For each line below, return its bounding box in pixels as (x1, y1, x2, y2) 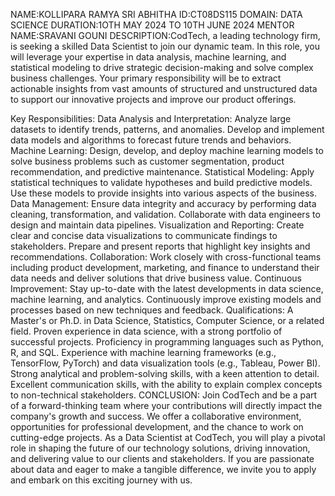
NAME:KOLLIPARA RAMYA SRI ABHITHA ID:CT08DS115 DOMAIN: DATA (10, 9, 303, 20)
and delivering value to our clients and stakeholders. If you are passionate (10, 453, 315, 464)
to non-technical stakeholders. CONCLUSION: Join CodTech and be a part (10, 389, 318, 401)
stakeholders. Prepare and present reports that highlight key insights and (10, 240, 311, 252)
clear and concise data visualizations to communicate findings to (10, 230, 278, 241)
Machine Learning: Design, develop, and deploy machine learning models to (10, 145, 324, 156)
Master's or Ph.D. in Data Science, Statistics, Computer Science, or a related (10, 315, 325, 326)
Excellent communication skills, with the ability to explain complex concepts (10, 379, 323, 390)
